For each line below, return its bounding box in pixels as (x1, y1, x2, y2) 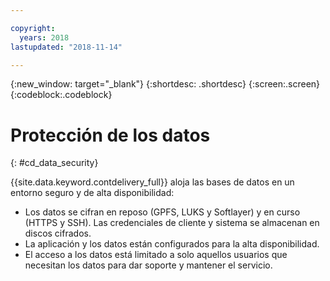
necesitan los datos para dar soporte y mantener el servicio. (24, 259, 273, 271)
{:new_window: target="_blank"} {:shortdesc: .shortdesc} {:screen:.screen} (10, 78, 321, 90)
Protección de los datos (10, 124, 211, 146)
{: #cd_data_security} (10, 157, 99, 169)
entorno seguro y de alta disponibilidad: (10, 187, 175, 199)
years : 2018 (19, 32, 70, 43)
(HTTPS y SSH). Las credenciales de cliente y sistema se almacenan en (24, 217, 320, 229)
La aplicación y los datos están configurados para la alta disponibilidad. (24, 238, 320, 250)
